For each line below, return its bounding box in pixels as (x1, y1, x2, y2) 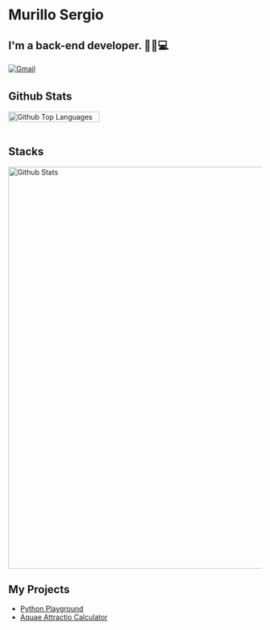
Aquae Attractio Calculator (19, 612, 108, 622)
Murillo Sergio (8, 6, 104, 24)
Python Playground (19, 604, 84, 614)
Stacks (8, 145, 44, 158)
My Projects (8, 583, 70, 596)
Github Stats (8, 90, 72, 104)
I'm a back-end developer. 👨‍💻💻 (8, 39, 169, 52)
